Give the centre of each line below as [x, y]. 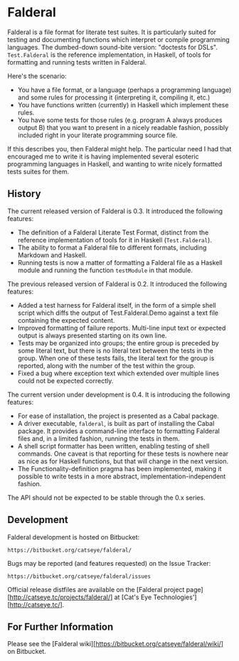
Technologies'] [175, 597]
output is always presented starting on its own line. [92, 335]
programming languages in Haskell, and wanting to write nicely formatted [115, 163]
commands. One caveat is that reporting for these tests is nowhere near [123, 453]
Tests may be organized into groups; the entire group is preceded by [118, 343]
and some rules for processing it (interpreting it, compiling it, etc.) [114, 97]
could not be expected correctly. [65, 380]
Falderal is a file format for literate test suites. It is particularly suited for [112, 32]
